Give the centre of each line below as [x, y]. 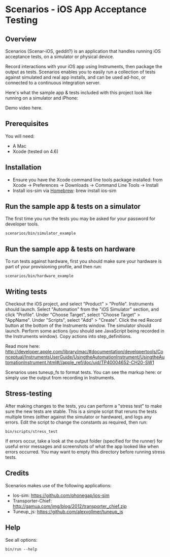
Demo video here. [24, 108]
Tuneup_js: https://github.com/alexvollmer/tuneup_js [68, 511]
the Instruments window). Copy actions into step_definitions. [69, 337]
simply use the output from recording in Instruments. [60, 378]
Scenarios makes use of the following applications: [58, 485]
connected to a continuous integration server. [53, 83]
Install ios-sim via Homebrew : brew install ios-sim [64, 190]
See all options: [21, 540]
